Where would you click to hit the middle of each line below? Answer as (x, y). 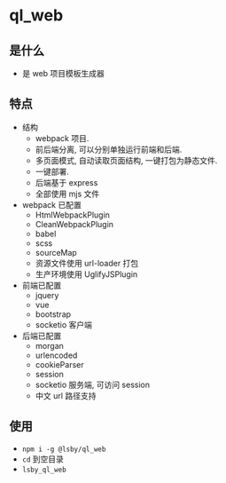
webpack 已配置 (51, 204)
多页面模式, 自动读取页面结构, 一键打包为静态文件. (126, 160)
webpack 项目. (62, 138)
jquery (47, 295)
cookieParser (59, 364)
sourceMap (56, 252)
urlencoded (56, 355)
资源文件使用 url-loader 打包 (87, 263)
